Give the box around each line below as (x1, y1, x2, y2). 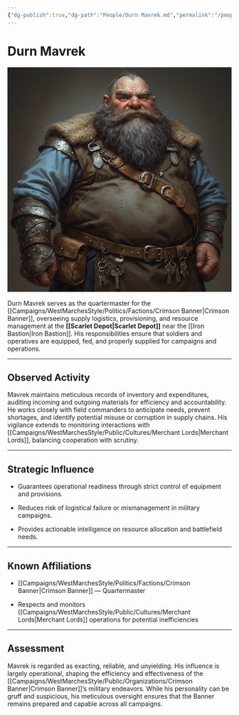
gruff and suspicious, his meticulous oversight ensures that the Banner (7, 691, 215, 700)
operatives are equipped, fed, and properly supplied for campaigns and (7, 336, 217, 345)
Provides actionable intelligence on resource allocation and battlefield (17, 525, 223, 534)
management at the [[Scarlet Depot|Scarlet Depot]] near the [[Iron (7, 322, 205, 330)
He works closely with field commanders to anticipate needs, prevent (7, 406, 211, 414)
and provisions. (17, 490, 63, 498)
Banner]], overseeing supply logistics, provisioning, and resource (7, 314, 198, 322)
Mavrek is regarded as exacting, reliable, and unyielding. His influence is (7, 662, 220, 670)
